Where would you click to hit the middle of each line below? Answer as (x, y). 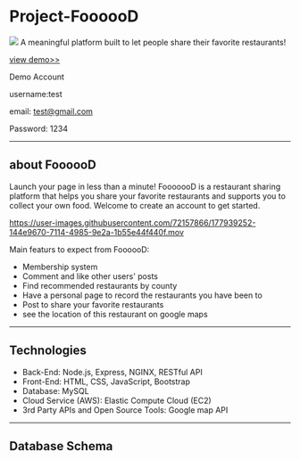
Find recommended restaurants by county (100, 285)
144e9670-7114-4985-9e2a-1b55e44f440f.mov (97, 232)
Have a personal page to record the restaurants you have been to (142, 295)
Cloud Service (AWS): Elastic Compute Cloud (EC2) (117, 400)
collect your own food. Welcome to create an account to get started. (135, 205)
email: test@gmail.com (51, 111)
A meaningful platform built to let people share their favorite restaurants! (153, 42)
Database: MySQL (55, 390)
